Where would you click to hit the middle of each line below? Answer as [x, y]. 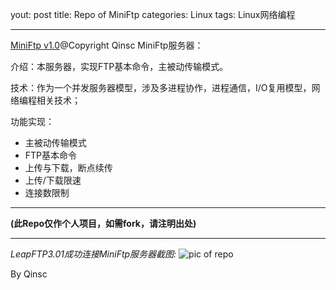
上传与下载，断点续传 [68, 167]
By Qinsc [29, 274]
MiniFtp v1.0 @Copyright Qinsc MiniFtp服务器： [107, 45]
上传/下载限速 [53, 180]
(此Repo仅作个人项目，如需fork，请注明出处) [103, 223]
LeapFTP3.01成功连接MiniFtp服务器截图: [93, 254]
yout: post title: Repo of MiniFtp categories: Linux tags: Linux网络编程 [153, 14]
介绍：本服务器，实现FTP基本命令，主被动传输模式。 [119, 66]
